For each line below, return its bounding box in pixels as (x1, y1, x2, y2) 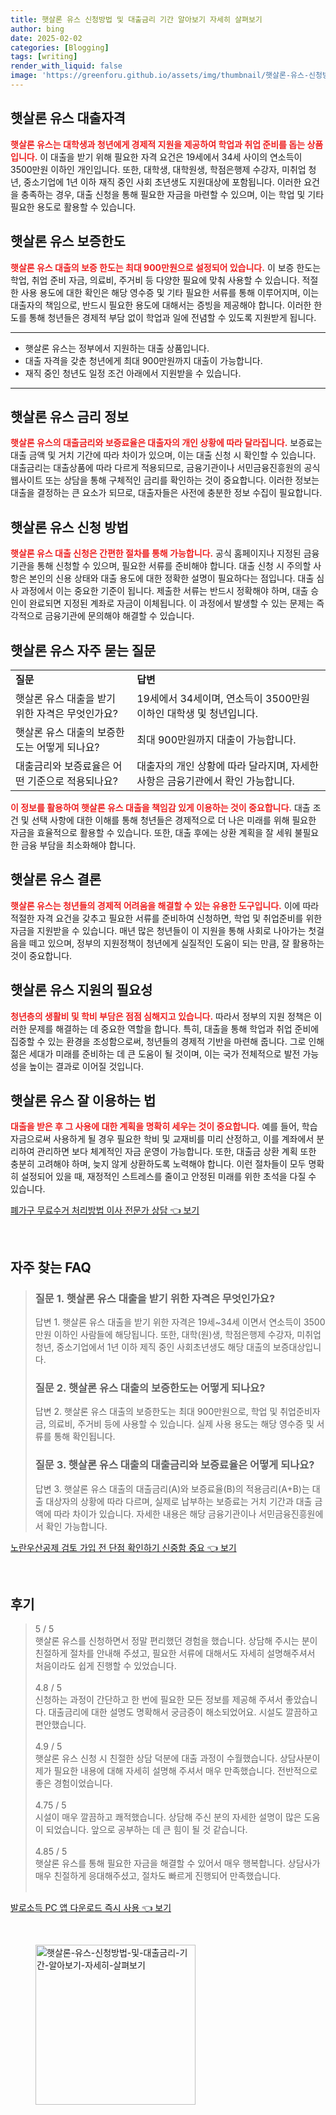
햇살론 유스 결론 (10, 871, 102, 888)
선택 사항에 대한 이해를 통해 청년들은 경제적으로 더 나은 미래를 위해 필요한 (31, 814, 317, 826)
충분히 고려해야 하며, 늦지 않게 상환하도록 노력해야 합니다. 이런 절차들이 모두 (10, 1158, 307, 1170)
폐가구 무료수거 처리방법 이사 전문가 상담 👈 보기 (10, 1204, 200, 1216)
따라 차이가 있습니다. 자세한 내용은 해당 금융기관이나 (53, 1507, 257, 1520)
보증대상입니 (272, 1341, 322, 1353)
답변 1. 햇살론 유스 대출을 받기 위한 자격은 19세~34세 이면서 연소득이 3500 (34, 1316, 326, 1328)
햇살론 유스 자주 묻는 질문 (10, 642, 157, 659)
